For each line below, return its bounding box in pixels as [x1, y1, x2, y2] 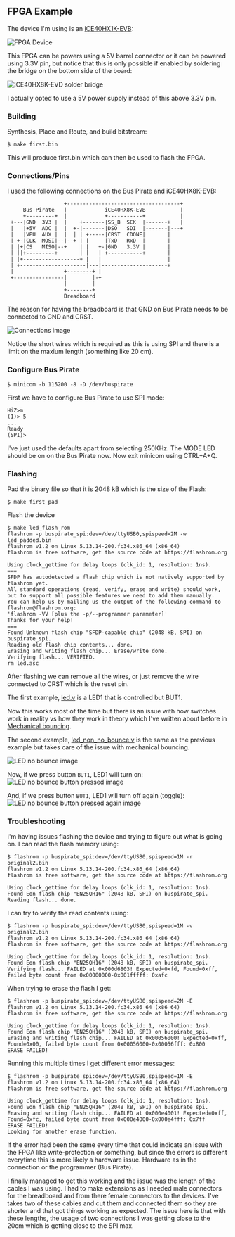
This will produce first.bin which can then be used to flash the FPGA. [7, 153, 206, 162]
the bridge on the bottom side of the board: [7, 66, 133, 75]
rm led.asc [7, 660, 39, 667]
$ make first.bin [7, 141, 58, 148]
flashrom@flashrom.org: [7, 604, 77, 611]
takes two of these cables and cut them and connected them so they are [7, 1199, 217, 1207]
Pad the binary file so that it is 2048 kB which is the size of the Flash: [7, 485, 207, 493]
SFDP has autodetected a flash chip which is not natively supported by [7, 573, 224, 581]
